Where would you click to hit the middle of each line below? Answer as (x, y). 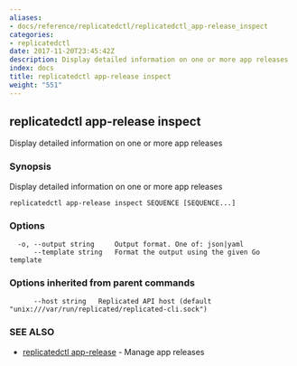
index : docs (32, 69)
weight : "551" (36, 85)
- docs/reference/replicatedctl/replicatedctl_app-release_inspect (139, 26)
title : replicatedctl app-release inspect (90, 77)
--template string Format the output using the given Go (146, 253)
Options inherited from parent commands (102, 283)
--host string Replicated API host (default (122, 302)
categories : (32, 34)
